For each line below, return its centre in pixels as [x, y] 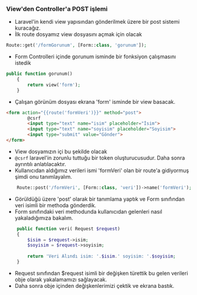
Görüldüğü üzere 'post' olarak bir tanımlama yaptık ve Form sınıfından [100, 199]
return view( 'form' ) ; [54, 85]
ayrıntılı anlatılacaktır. [40, 164]
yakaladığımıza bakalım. [44, 218]
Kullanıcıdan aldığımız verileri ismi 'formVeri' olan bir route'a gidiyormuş [102, 170]
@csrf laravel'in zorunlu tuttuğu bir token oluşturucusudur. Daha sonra [100, 158]
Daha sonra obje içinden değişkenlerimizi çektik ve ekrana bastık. [94, 286]
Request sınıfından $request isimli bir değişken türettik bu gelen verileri [101, 273]
